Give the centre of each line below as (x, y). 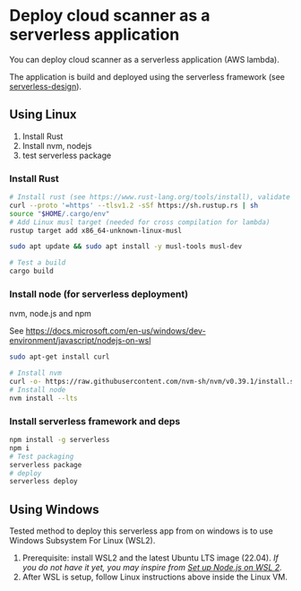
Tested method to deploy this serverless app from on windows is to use (141, 531)
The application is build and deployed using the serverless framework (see (147, 76)
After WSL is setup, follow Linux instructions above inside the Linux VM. (155, 577)
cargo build (31, 271)
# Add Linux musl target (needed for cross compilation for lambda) (140, 222)
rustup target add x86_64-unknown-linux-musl (95, 230)
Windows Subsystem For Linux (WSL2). (82, 541)
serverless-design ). (46, 86)
